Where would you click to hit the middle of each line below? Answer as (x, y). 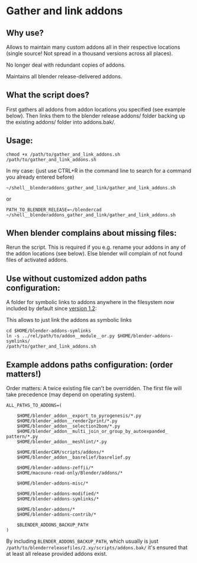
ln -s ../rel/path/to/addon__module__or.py (61, 336)
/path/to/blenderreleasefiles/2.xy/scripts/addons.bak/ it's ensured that (97, 548)
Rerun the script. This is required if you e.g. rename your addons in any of (96, 247)
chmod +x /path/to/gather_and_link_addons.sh (63, 154)
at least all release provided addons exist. (57, 554)
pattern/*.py (22, 437)
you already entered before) (40, 177)
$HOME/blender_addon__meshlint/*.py (62, 442)
